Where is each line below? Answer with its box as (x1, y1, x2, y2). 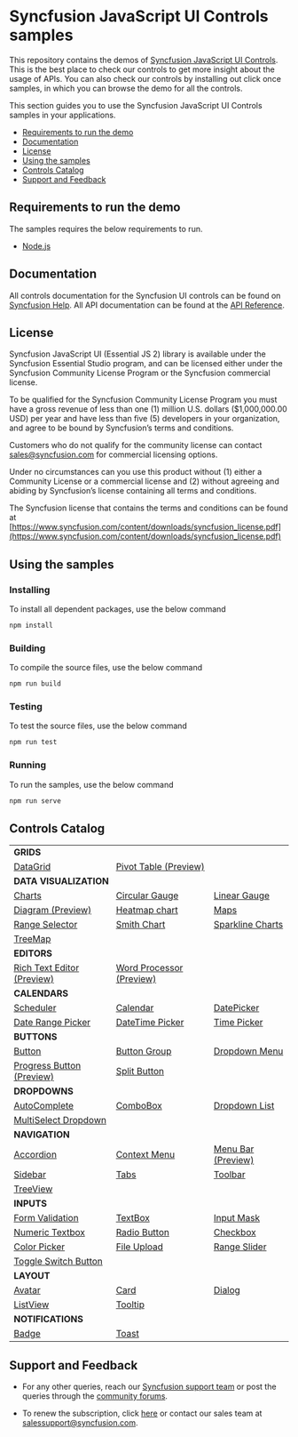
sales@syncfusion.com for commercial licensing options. (9, 449, 218, 460)
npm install (9, 621, 53, 630)
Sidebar (13, 1168, 47, 1181)
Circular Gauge (115, 889, 179, 902)
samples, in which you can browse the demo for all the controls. (9, 83, 243, 93)
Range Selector (13, 919, 78, 931)
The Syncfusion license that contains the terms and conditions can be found (9, 502, 288, 513)
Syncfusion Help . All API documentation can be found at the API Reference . (9, 300, 286, 310)
